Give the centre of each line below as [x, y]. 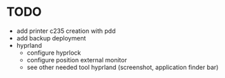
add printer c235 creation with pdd [66, 31]
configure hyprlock [54, 53]
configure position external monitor [77, 60]
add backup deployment [51, 38]
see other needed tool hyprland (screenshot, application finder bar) [123, 67]
